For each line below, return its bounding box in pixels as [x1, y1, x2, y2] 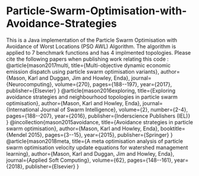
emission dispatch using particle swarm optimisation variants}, [6, 68, 159, 75]
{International [6, 106, 40, 113]
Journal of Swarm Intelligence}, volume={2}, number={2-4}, [40, 106, 188, 113]
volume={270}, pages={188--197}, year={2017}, [54, 80, 172, 87]
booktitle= [160, 125, 185, 132]
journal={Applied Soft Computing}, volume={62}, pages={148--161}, [6, 156, 173, 164]
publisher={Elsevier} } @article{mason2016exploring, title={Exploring [6, 87, 176, 94]
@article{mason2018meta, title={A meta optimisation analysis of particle [6, 137, 183, 144]
